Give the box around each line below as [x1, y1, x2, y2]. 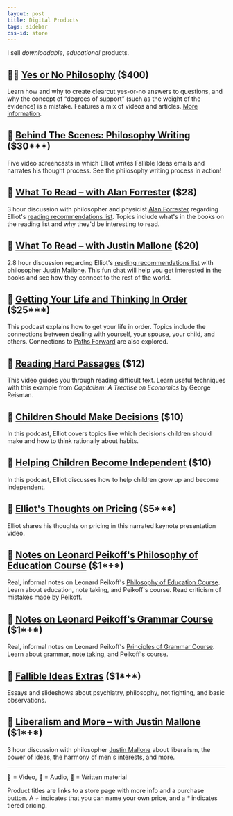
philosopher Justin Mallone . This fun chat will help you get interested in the [7, 266, 222, 274]
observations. [7, 696, 46, 704]
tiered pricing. [7, 801, 47, 809]
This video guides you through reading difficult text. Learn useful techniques [7, 376, 226, 385]
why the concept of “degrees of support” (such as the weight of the [7, 95, 201, 103]
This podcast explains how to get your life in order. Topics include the [7, 323, 206, 331]
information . [7, 109, 42, 118]
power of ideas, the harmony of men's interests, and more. [7, 753, 175, 761]
